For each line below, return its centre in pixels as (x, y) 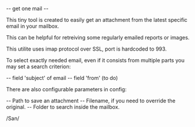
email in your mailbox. (33, 26)
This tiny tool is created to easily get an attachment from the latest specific (97, 20)
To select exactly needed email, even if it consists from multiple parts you (95, 60)
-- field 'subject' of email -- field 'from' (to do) (62, 78)
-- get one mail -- (27, 9)
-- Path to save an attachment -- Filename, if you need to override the (91, 101)
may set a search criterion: (39, 66)
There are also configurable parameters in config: (66, 89)
